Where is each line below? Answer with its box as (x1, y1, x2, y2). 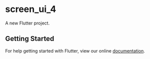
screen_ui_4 (5, 3, 56, 15)
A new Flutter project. (5, 20, 50, 26)
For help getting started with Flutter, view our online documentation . (5, 47, 145, 53)
